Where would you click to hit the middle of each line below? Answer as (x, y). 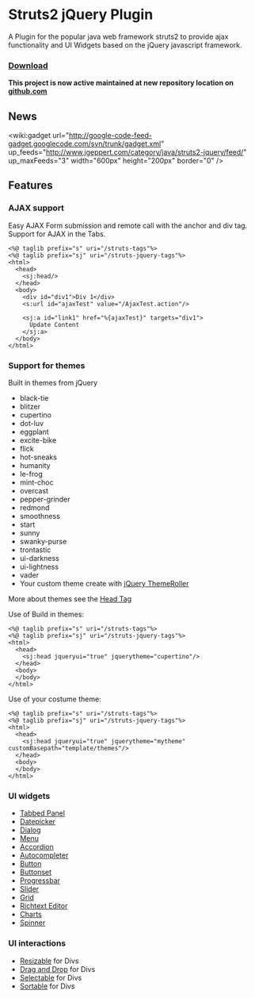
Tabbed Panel (42, 813)
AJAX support (36, 208)
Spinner (32, 923)
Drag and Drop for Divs (57, 969)
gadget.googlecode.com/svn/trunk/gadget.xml (85, 144)
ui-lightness (39, 567)
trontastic (35, 550)
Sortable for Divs (47, 986)
